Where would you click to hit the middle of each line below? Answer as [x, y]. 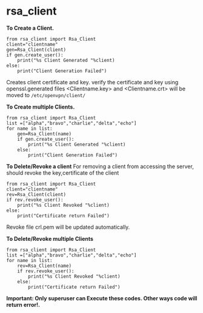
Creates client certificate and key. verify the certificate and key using [92, 82]
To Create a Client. [30, 28]
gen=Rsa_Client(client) [36, 50]
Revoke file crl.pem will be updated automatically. [68, 227]
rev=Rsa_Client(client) [36, 194]
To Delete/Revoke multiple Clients [50, 238]
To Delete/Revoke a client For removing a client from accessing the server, [100, 166]
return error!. [23, 305]
